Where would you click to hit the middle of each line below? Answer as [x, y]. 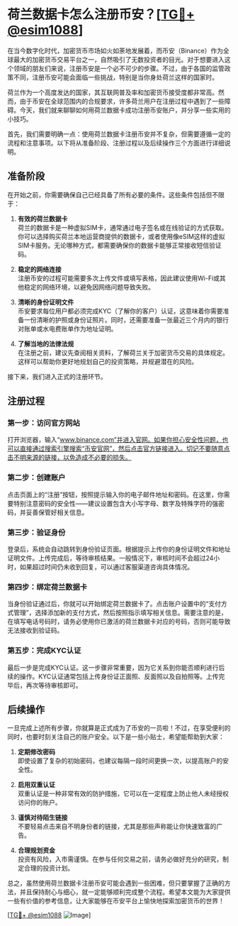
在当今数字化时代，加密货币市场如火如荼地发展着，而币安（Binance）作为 [115, 50]
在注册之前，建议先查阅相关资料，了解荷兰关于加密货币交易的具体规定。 [123, 353]
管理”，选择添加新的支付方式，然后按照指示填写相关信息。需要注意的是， [120, 613]
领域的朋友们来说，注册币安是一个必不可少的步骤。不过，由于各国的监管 [119, 68]
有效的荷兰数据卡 [42, 219]
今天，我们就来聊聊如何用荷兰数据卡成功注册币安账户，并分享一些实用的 [125, 110]
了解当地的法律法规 [46, 343]
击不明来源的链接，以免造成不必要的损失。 [69, 458]
